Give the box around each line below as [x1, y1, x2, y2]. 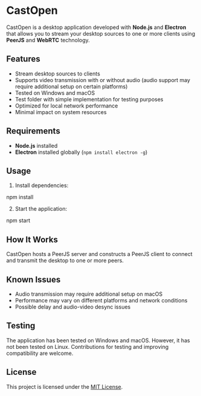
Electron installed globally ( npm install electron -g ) [14, 148, 148, 156]
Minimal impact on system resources [14, 108, 107, 115]
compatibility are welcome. [6, 350, 74, 357]
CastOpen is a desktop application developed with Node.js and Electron [6, 24, 187, 31]
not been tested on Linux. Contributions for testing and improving [6, 343, 169, 350]
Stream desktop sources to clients [14, 70, 101, 77]
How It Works [6, 234, 59, 244]
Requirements [6, 126, 60, 136]
